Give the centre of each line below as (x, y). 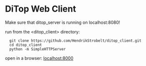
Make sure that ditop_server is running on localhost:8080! (63, 22)
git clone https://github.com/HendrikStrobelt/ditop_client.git (75, 41)
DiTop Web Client (41, 9)
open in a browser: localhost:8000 (39, 58)
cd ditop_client (26, 45)
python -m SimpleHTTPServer (38, 49)
